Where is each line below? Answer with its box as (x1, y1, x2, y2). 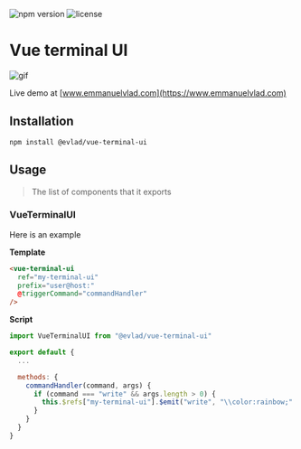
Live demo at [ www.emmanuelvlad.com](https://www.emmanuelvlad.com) (9, 87, 287, 98)
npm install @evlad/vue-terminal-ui (9, 137, 147, 146)
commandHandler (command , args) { (25, 380, 152, 390)
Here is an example (9, 229, 81, 239)
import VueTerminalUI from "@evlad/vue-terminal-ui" (9, 332, 212, 341)
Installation (9, 114, 74, 129)
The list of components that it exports (31, 186, 172, 197)
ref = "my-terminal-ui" (17, 272, 99, 282)
